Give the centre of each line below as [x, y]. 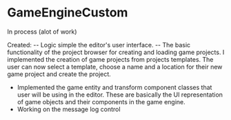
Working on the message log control [69, 109]
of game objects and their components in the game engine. [101, 101]
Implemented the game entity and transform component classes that [114, 87]
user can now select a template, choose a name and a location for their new [115, 67]
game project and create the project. [59, 74]
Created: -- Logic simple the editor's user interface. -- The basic [99, 45]
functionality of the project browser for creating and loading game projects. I [116, 52]
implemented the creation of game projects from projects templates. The [110, 59]
